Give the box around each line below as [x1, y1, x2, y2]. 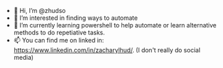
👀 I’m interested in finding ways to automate [13, 14, 139, 22]
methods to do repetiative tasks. [13, 28, 105, 36]
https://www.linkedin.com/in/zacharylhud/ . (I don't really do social [13, 46, 201, 54]
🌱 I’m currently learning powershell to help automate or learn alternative [13, 21, 217, 29]
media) [13, 54, 34, 61]
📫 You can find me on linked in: [13, 36, 104, 44]
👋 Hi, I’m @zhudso [13, 7, 67, 14]
